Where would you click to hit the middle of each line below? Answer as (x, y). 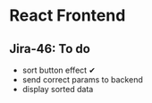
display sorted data (58, 89)
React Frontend (68, 16)
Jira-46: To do (50, 49)
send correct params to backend (82, 80)
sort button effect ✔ (59, 70)
